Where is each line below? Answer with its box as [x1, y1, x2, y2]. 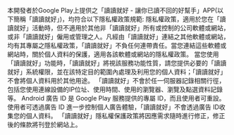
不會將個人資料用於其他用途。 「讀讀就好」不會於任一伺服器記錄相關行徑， [7, 77, 226, 84]
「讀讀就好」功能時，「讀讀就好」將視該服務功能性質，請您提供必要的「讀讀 [7, 59, 227, 67]
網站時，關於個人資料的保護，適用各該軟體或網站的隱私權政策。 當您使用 [7, 50, 219, 58]
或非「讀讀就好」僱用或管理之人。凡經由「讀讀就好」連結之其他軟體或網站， [7, 32, 230, 41]
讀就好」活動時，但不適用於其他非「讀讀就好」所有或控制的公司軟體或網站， [7, 24, 230, 32]
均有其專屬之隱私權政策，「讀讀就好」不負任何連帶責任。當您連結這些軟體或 [7, 41, 227, 49]
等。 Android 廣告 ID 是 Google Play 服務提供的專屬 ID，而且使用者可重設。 [7, 94, 226, 102]
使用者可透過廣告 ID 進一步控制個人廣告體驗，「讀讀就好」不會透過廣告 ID [7, 103, 220, 111]
